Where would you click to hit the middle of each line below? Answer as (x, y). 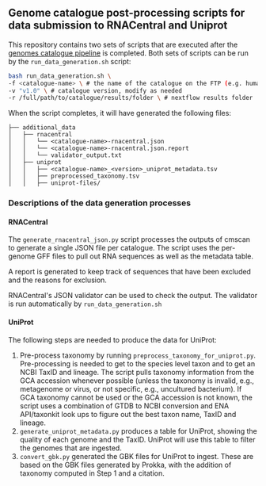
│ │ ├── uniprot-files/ (55, 183)
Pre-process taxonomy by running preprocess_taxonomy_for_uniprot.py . (137, 355)
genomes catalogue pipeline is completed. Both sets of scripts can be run (129, 53)
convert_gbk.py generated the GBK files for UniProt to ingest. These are (137, 456)
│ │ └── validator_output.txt (65, 155)
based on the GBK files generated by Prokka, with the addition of (125, 465)
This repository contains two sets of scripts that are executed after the (123, 44)
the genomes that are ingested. (71, 448)
